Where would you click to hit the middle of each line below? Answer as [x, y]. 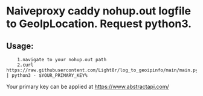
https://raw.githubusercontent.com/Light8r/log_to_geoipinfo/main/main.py [102, 70]
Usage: [20, 46]
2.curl [25, 65]
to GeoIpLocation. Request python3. [99, 24]
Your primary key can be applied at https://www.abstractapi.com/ [88, 86]
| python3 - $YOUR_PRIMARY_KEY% [47, 76]
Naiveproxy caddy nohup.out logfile [99, 11]
